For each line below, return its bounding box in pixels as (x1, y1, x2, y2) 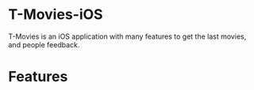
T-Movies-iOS (8, 6, 103, 24)
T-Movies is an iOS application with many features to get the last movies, (8, 32, 247, 41)
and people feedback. (8, 39, 80, 49)
